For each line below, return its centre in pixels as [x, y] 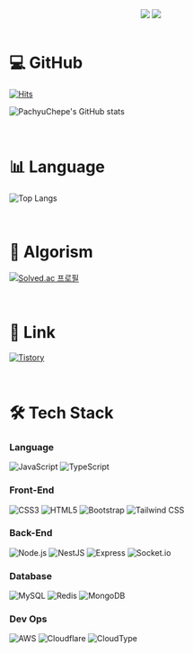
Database [31, 576]
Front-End [32, 490]
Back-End [31, 533]
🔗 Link [33, 332]
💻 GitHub [46, 63]
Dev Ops [28, 619]
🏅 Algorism [51, 252]
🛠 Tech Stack [61, 413]
